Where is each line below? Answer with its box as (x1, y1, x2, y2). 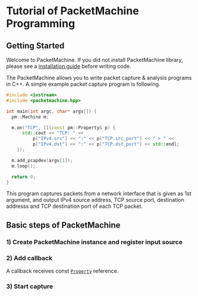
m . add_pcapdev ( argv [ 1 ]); (11, 157, 73, 163)
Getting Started (6, 40, 65, 51)
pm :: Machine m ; (11, 114, 49, 120)
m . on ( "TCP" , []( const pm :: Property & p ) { (11, 124, 116, 130)
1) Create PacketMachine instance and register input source (6, 238, 183, 246)
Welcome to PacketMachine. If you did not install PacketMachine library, (6, 57, 183, 63)
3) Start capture (6, 282, 54, 290)
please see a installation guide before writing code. (6, 63, 131, 70)
